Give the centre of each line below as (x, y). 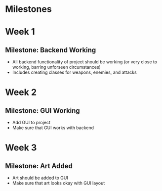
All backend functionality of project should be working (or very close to (84, 62)
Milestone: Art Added (39, 166)
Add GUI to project (31, 123)
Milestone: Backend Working (51, 50)
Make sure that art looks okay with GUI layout (59, 183)
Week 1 (20, 32)
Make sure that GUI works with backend (53, 128)
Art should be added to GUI (40, 178)
